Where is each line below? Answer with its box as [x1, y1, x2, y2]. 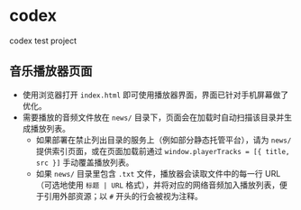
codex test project [9, 35, 78, 46]
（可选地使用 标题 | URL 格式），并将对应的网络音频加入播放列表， [35, 179, 280, 190]
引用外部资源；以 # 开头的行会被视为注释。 [43, 190, 203, 201]
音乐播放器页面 [9, 64, 93, 79]
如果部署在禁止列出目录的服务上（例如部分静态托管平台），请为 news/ [35, 134, 292, 145]
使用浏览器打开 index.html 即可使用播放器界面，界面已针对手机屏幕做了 [22, 89, 289, 100]
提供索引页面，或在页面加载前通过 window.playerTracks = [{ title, [35, 145, 290, 156]
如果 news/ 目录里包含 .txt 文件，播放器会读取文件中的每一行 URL [35, 168, 281, 178]
